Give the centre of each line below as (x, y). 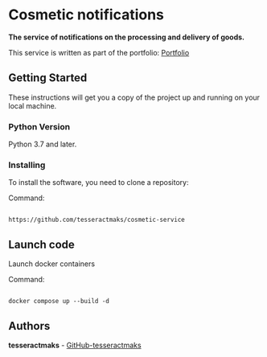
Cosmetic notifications (86, 15)
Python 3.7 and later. (43, 144)
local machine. (33, 105)
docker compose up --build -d (59, 302)
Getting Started (48, 78)
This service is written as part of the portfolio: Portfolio (99, 52)
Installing (27, 165)
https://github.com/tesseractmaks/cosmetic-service (97, 220)
